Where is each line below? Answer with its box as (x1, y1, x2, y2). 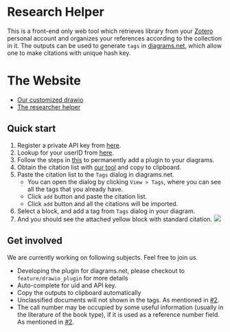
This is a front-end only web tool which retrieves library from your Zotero (7, 27, 214, 35)
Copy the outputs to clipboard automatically (16, 288, 141, 296)
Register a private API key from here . (16, 141, 122, 149)
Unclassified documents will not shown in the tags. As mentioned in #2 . (16, 296, 220, 304)
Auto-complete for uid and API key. (16, 281, 117, 289)
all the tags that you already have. (27, 185, 124, 193)
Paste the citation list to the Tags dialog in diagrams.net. (16, 170, 174, 179)
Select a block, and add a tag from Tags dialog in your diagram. (16, 207, 196, 215)
